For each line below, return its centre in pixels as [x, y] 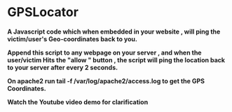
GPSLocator [43, 12]
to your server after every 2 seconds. [62, 67]
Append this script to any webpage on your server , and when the [104, 52]
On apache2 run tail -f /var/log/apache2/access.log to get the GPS [106, 80]
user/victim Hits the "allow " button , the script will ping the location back [116, 59]
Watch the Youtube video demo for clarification [78, 101]
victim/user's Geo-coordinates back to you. [73, 38]
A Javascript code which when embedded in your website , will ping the [114, 31]
